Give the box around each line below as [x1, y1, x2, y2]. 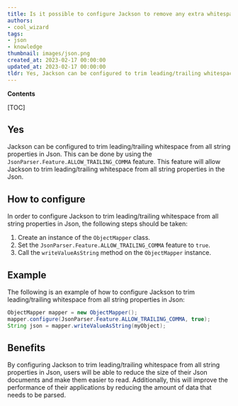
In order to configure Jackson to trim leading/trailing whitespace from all [7, 212, 219, 221]
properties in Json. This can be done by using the [7, 150, 152, 158]
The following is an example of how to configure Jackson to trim [7, 287, 195, 296]
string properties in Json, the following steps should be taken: [7, 219, 188, 228]
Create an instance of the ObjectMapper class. [17, 234, 151, 242]
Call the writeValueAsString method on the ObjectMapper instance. [17, 248, 211, 257]
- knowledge [7, 43, 42, 50]
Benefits [7, 341, 46, 353]
